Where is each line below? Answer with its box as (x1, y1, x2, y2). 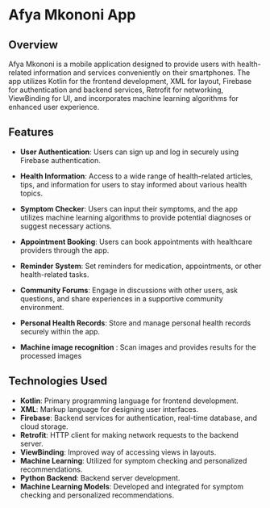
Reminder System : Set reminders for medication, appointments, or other (19, 261, 262, 271)
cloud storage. (19, 422, 69, 431)
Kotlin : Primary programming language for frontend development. (19, 396, 239, 405)
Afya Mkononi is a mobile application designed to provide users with (8, 59, 235, 69)
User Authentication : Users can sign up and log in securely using (19, 147, 239, 157)
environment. (19, 302, 64, 312)
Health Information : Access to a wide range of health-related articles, (19, 171, 253, 181)
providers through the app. (19, 245, 110, 255)
